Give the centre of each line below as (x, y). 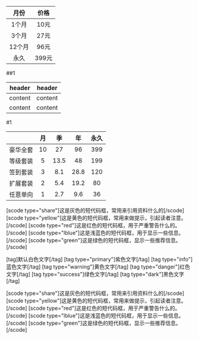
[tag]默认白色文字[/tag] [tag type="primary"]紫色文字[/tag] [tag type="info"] (100, 259)
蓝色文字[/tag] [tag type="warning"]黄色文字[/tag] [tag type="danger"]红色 (98, 267)
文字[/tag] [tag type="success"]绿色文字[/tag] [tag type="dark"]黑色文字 (95, 274)
